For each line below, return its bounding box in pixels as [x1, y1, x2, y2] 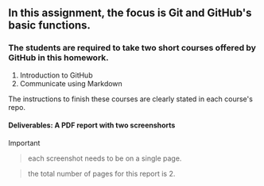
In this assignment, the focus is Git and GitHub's [8, 6, 252, 20]
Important [8, 138, 41, 147]
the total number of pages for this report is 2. [27, 169, 176, 178]
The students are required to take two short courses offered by [8, 43, 257, 54]
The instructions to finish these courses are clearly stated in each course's [8, 94, 253, 104]
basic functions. [8, 19, 91, 32]
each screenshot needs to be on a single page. [27, 154, 182, 163]
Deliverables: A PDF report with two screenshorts [8, 120, 176, 130]
